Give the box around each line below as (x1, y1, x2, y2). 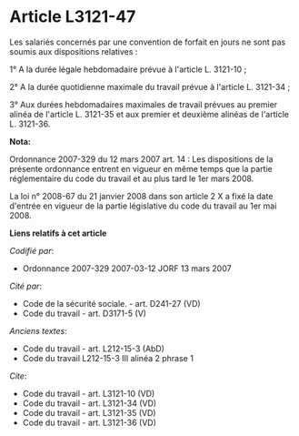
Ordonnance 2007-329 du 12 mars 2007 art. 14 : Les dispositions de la (9, 153, 274, 165)
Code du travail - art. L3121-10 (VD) (22, 388, 155, 399)
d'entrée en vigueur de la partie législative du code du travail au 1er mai (9, 200, 277, 211)
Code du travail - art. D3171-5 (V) (22, 308, 147, 319)
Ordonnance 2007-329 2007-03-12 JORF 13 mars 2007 (22, 262, 232, 274)
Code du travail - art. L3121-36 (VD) (22, 417, 157, 428)
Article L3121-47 (9, 6, 136, 27)
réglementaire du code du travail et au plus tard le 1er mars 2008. (9, 173, 254, 184)
